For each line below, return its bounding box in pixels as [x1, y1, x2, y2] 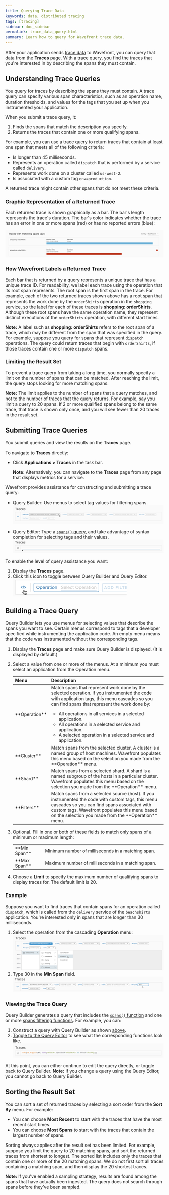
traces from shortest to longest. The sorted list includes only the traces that [5, 1153, 162, 1159]
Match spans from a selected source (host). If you [51, 791, 155, 797]
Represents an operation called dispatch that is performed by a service [12, 159, 160, 165]
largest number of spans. [12, 1132, 65, 1138]
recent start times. [12, 1122, 51, 1128]
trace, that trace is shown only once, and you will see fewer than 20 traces [5, 406, 160, 412]
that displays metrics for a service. [12, 474, 84, 480]
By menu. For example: [5, 1107, 53, 1113]
